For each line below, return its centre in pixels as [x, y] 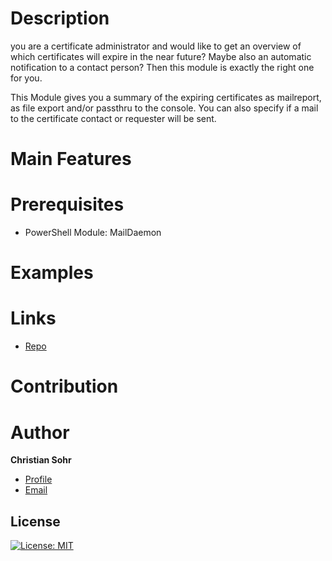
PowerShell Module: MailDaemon [93, 233]
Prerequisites [67, 204]
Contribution [64, 386]
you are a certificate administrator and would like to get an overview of [156, 46]
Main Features [71, 159]
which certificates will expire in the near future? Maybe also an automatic [161, 56]
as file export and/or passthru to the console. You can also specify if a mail [164, 108]
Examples [52, 273]
